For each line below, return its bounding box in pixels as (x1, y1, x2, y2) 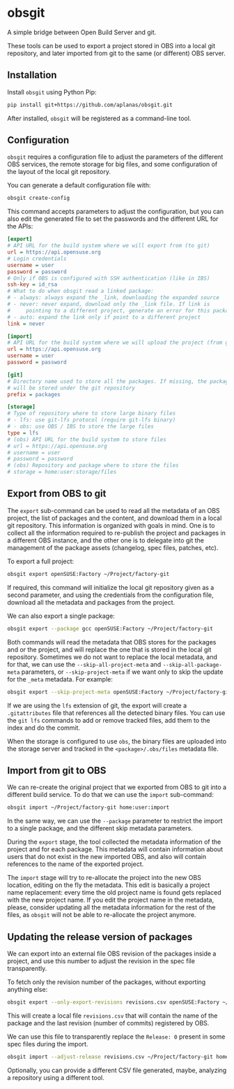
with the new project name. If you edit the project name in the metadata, (7, 896, 214, 904)
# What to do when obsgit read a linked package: (7, 288, 155, 295)
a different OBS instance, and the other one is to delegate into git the (7, 536, 204, 544)
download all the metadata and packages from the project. (7, 598, 175, 606)
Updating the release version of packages (7, 931, 193, 943)
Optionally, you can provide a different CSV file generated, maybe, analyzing (7, 1066, 227, 1074)
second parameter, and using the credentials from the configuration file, (7, 591, 214, 599)
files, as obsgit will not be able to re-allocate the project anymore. (7, 911, 196, 919)
